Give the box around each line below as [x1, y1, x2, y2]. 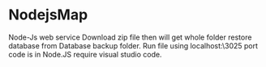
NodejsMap [8, 6, 88, 24]
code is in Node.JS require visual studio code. [8, 49, 162, 59]
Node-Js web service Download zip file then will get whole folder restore [8, 32, 252, 42]
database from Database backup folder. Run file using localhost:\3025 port [8, 40, 258, 50]
